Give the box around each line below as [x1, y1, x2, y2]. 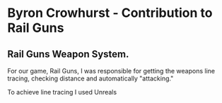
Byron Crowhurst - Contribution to [7, 5, 213, 21]
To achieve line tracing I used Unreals [7, 88, 117, 96]
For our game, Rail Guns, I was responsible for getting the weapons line [7, 67, 216, 75]
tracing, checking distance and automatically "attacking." [7, 74, 174, 83]
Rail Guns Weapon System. [7, 48, 129, 60]
